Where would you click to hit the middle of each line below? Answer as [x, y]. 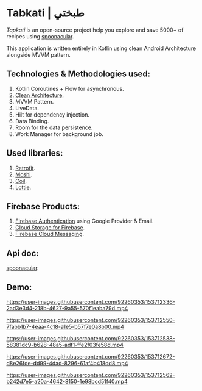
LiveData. [27, 108]
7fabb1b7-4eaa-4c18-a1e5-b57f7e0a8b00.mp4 [65, 327]
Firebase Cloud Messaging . [49, 234]
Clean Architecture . [39, 95]
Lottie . [23, 187]
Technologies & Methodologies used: [78, 74]
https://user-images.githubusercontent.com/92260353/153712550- [91, 320]
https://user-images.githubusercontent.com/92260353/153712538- [91, 338]
